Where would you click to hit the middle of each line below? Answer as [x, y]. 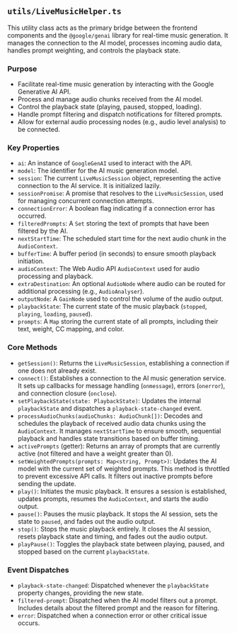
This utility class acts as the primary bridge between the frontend [103, 28]
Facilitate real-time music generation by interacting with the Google [116, 84]
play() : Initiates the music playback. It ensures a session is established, [122, 491]
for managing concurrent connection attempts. [86, 201]
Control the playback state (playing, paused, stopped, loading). [109, 107]
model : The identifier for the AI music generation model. [98, 171]
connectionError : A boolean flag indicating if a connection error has [116, 209]
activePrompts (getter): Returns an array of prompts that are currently [119, 446]
